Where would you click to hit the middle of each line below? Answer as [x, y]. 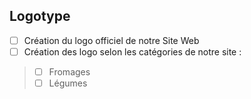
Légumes [68, 83]
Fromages [69, 71]
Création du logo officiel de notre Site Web [111, 40]
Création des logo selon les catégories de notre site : [132, 51]
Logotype [40, 16]
